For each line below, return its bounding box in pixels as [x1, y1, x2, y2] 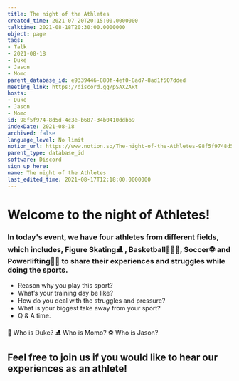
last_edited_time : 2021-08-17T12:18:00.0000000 [7, 176, 152, 183]
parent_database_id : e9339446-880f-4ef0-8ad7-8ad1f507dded [7, 76, 186, 84]
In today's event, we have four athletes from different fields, [7, 232, 219, 242]
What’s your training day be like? [17, 288, 114, 297]
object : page [7, 30, 46, 38]
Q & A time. [17, 311, 51, 320]
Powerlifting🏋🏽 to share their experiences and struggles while [7, 256, 225, 266]
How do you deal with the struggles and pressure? [17, 296, 166, 305]
